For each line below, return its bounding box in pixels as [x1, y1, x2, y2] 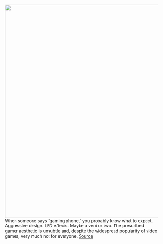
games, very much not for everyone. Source [5, 233, 93, 239]
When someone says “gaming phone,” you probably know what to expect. [5, 218, 153, 224]
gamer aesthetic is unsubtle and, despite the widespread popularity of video [5, 228, 158, 234]
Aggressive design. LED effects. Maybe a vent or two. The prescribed [5, 223, 145, 228]
